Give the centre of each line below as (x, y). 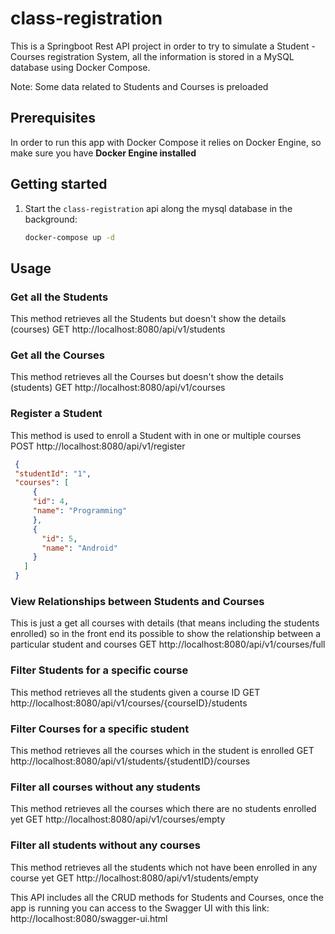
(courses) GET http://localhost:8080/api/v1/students (118, 329)
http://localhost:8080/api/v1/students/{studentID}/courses (130, 761)
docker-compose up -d (69, 237)
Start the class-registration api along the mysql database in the (158, 208)
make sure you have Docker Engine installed (103, 153)
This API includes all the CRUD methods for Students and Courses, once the (167, 897)
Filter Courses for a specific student (100, 729)
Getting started (59, 184)
